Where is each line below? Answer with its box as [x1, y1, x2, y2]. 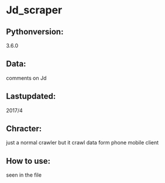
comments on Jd [6, 74, 47, 82]
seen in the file [6, 171, 42, 178]
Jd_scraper [6, 3, 63, 17]
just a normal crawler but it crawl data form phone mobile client [6, 139, 159, 146]
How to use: [6, 156, 51, 166]
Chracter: [6, 124, 42, 134]
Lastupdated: [6, 91, 56, 101]
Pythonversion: [6, 27, 64, 37]
